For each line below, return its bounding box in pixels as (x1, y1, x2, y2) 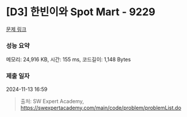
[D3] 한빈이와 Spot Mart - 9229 (6, 5, 156, 19)
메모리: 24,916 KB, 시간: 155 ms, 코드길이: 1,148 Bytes (6, 56, 131, 63)
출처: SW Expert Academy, (20, 97, 84, 105)
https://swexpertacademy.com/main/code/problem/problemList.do (20, 104, 182, 111)
